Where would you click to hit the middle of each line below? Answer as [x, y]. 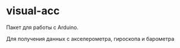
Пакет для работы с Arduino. [42, 27]
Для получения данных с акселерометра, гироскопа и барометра [90, 39]
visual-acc [33, 11]
